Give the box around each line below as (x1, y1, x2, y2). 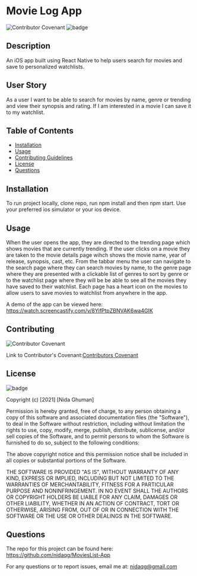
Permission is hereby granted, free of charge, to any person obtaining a (6, 408, 181, 415)
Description (6, 41, 50, 51)
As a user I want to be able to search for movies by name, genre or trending (6, 96, 191, 103)
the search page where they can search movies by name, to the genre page (6, 264, 192, 271)
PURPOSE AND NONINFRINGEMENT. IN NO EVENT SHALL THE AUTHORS (6, 487, 189, 494)
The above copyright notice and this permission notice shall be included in (6, 450, 188, 457)
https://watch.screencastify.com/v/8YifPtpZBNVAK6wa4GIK (6, 307, 153, 314)
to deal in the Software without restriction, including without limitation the (6, 420, 185, 427)
